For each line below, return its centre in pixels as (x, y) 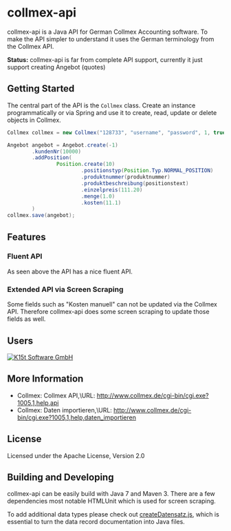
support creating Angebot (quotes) (56, 67)
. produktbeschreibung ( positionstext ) (135, 183)
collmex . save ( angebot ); (41, 216)
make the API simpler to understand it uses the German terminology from (111, 39)
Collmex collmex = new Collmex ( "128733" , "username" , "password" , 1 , (109, 132)
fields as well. (26, 319)
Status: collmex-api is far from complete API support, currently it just (105, 59)
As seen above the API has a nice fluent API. (70, 271)
